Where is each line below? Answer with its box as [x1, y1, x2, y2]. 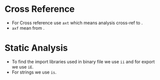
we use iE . [11, 64, 34, 70]
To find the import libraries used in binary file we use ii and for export [11, 58, 155, 65]
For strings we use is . [11, 69, 57, 75]
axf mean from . [11, 25, 45, 31]
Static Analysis [4, 42, 68, 54]
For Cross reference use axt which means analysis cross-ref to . [11, 20, 143, 26]
